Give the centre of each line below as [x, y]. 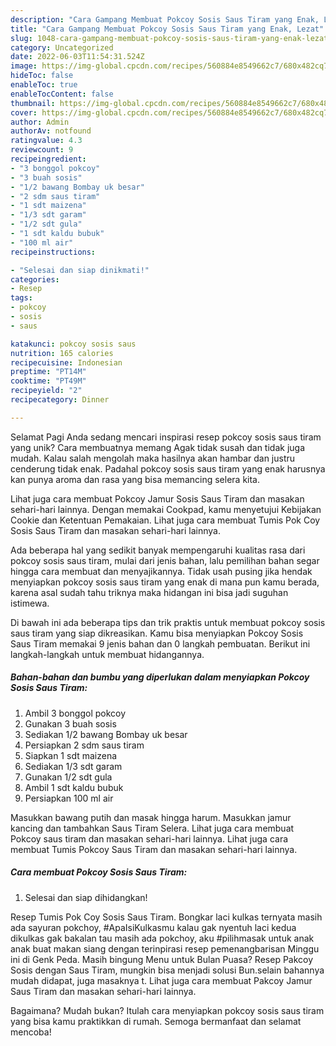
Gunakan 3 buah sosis [70, 723]
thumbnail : [33, 103]
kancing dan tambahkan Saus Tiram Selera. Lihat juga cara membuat [152, 828]
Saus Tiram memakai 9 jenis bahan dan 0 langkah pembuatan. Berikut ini [160, 643]
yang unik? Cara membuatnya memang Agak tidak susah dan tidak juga [157, 447]
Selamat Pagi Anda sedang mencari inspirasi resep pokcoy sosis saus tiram [166, 437]
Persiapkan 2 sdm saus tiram [84, 745]
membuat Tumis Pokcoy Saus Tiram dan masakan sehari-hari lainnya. [154, 849]
